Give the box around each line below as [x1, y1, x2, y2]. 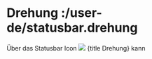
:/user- [61, 5, 102, 21]
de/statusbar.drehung [6, 20, 138, 36]
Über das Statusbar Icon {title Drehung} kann [6, 44, 146, 52]
